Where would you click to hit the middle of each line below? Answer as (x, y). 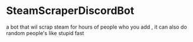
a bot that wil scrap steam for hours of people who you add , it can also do (97, 27)
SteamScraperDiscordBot (70, 11)
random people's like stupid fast (45, 33)
